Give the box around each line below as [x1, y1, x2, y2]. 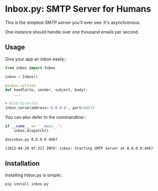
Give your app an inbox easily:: [5, 56, 67, 62]
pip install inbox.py [5, 182, 49, 187]
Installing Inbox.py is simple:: [5, 172, 63, 178]
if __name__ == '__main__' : [5, 123, 62, 129]
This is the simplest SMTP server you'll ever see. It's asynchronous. [5, 19, 141, 25]
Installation [5, 159, 40, 168]
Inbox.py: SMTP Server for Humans [5, 3, 151, 15]
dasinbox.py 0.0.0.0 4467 [5, 137, 57, 142]
